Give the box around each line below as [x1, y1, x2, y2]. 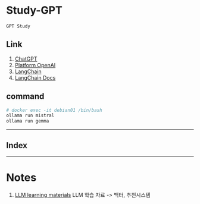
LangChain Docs [14, 74, 56, 81]
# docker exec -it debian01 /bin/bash [6, 107, 102, 113]
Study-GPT [6, 4, 62, 17]
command [6, 92, 45, 102]
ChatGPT [14, 55, 37, 62]
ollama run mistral [6, 112, 55, 119]
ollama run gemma [6, 118, 49, 124]
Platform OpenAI [14, 61, 56, 68]
